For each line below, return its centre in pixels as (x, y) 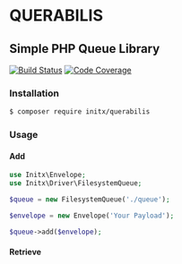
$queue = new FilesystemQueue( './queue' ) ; (90, 200)
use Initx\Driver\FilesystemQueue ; (76, 183)
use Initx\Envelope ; (48, 175)
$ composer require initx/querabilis (80, 112)
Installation (35, 93)
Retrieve (26, 252)
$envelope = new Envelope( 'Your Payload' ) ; (92, 216)
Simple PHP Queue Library (85, 49)
